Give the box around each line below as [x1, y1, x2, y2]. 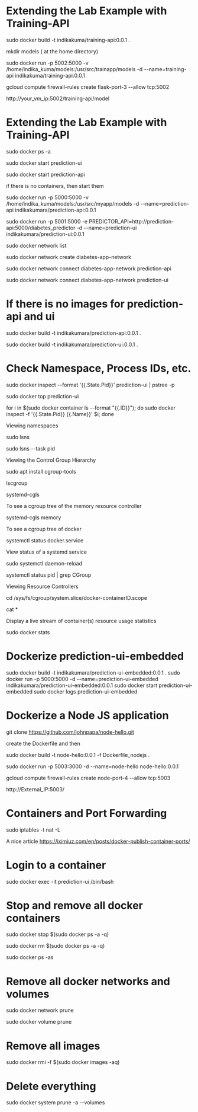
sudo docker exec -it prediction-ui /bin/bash [6, 878, 114, 885]
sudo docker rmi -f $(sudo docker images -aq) [6, 1059, 120, 1066]
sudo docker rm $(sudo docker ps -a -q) [6, 942, 105, 950]
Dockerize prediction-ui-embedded [6, 649, 184, 663]
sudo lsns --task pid [6, 445, 55, 452]
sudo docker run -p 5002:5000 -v [6, 59, 89, 66]
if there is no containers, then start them [6, 182, 105, 189]
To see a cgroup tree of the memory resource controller [6, 502, 142, 509]
